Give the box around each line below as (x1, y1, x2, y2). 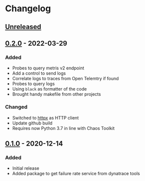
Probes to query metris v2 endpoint (12, 65, 85, 71)
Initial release (12, 165, 39, 171)
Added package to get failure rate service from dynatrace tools (12, 171, 140, 177)
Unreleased (5, 23, 42, 31)
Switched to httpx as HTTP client (12, 115, 79, 121)
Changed (5, 104, 28, 111)
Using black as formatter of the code (12, 86, 87, 92)
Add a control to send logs (12, 70, 66, 76)
